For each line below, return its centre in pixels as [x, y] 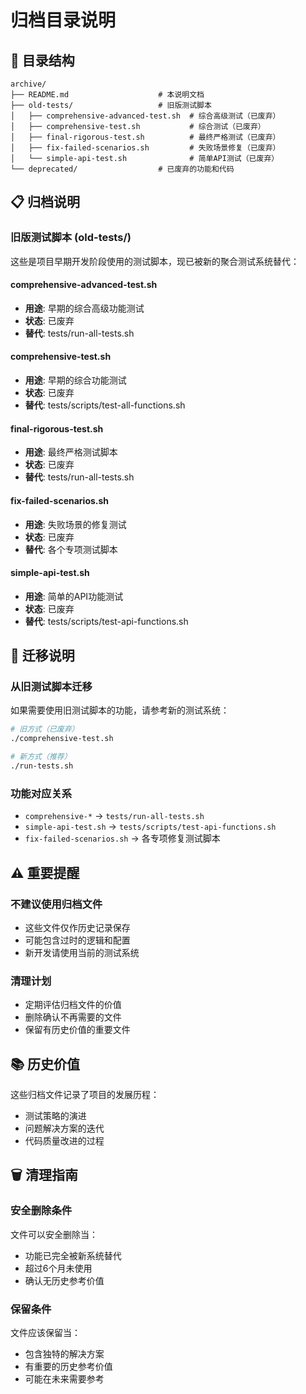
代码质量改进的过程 [64, 1140]
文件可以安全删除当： [54, 1234]
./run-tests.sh [42, 766]
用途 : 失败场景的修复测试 [75, 524]
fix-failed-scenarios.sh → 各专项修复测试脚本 [122, 838]
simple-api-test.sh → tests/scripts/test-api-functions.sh [150, 827]
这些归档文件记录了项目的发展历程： [85, 1094]
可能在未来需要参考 [64, 1378]
